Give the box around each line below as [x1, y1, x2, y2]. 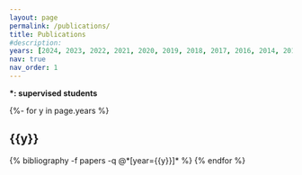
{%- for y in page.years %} [9, 105, 110, 116]
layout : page [9, 13, 58, 22]
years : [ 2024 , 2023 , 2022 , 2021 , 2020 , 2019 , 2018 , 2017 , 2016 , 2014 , [9, 47, 280, 56]
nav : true [9, 55, 47, 64]
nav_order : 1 [9, 64, 58, 73]
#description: [9, 38, 63, 48]
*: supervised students [9, 87, 98, 99]
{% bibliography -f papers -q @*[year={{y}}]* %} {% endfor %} [9, 154, 246, 166]
